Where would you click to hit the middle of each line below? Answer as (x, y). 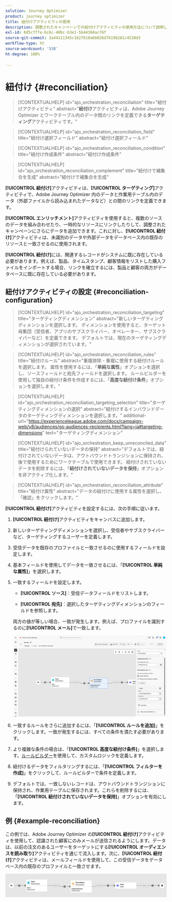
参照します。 (47, 610)
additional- (135, 415)
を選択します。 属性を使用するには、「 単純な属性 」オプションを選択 (89, 367)
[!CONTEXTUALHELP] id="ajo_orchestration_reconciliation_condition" (91, 148)
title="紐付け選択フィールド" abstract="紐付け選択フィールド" (83, 138)
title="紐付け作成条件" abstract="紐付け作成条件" (70, 155)
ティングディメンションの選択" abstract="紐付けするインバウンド (87, 409)
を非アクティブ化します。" (45, 475)
